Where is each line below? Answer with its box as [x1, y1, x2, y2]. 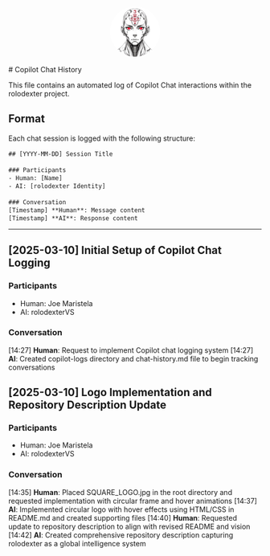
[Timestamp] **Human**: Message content [8, 206, 146, 215]
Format [8, 112, 46, 126]
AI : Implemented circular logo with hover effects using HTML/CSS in [8, 505, 235, 514]
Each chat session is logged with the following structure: [8, 133, 195, 143]
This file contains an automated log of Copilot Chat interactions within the [8, 80, 252, 90]
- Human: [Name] [8, 174, 63, 182]
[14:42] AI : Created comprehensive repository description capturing [8, 529, 234, 540]
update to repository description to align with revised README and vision [8, 521, 251, 531]
